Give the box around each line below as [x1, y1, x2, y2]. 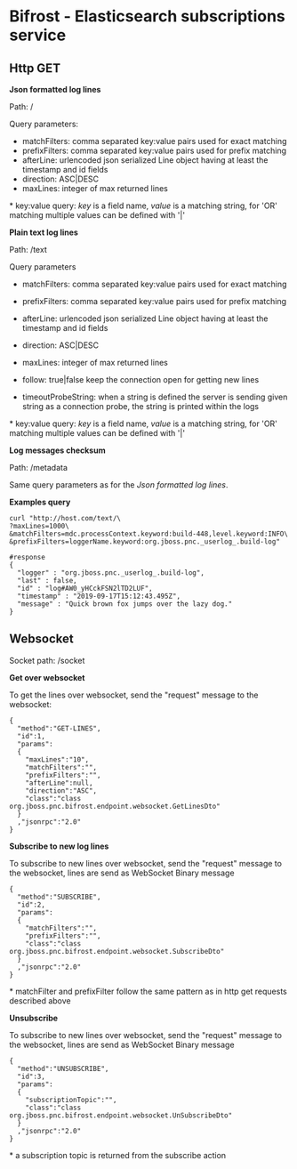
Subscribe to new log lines [9, 841, 109, 851]
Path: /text [9, 245, 47, 254]
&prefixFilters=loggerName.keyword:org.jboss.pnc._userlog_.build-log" [9, 537, 280, 546]
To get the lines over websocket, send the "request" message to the [9, 689, 259, 700]
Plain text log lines [9, 227, 78, 238]
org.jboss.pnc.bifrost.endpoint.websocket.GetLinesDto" [9, 802, 221, 810]
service [9, 25, 67, 45]
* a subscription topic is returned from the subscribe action [9, 1149, 227, 1160]
